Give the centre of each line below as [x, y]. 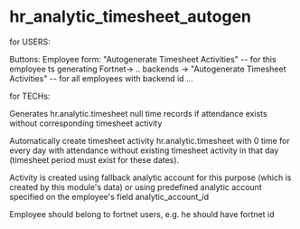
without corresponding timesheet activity [86, 123]
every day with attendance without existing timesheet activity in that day [144, 150]
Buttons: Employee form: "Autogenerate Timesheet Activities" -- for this [143, 59]
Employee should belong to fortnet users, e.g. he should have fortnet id [142, 214]
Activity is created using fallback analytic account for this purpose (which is [150, 177]
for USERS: [30, 42]
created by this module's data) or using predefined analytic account [136, 186]
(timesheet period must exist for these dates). [94, 159]
